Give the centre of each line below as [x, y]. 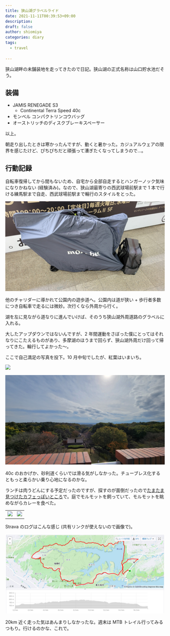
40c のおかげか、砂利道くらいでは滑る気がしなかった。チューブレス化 [78, 473]
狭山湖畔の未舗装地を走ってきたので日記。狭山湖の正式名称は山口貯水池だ [83, 69]
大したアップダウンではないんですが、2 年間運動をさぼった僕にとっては [80, 334]
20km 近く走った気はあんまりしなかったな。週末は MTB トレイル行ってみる [84, 622]
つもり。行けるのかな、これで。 [38, 628]
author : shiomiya [24, 32]
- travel [19, 48]
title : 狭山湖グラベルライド [32, 11]
